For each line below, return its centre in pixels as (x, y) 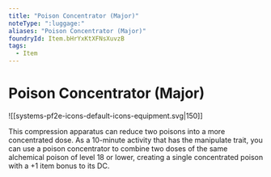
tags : (17, 46)
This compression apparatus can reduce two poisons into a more (117, 131)
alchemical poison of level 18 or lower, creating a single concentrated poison (136, 157)
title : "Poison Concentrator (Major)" (74, 16)
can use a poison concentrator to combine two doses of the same (118, 148)
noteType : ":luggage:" (47, 23)
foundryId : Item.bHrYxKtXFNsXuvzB (67, 38)
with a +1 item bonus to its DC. (59, 166)
